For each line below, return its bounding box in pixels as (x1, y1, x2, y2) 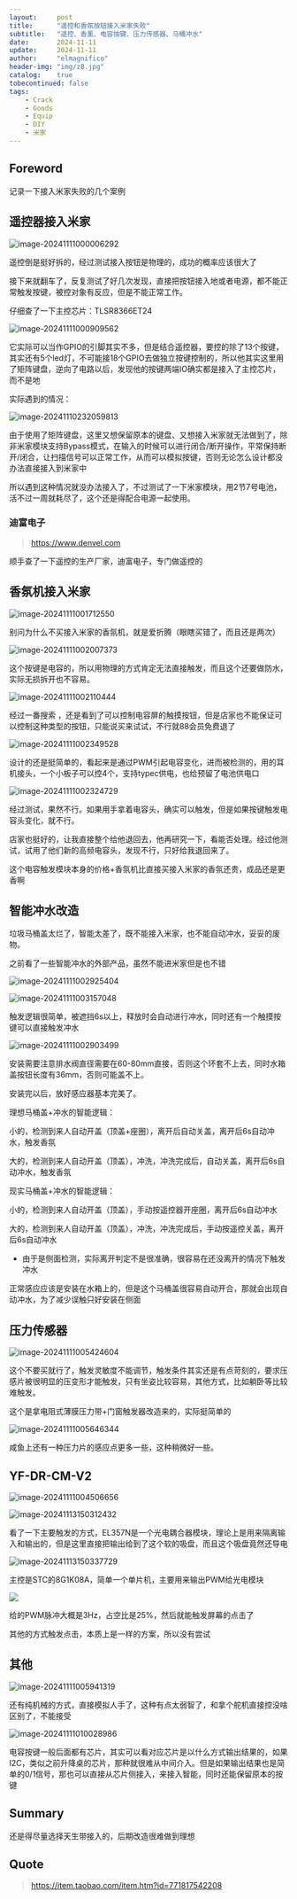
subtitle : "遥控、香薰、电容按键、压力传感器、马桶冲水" (9, 29, 203, 38)
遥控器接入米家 (9, 214, 91, 230)
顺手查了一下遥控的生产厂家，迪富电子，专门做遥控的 (9, 556, 203, 566)
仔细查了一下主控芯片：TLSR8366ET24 (9, 305, 153, 315)
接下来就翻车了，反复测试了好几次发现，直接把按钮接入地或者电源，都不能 (9, 276, 280, 286)
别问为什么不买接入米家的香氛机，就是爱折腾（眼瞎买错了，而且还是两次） (9, 627, 280, 637)
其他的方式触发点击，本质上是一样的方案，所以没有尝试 (9, 1629, 210, 1639)
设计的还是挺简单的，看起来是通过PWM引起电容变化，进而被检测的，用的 (9, 757, 277, 767)
